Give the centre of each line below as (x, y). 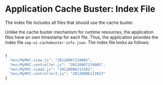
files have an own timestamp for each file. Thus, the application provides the (82, 37)
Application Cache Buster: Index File (80, 9)
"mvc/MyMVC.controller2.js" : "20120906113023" (57, 74)
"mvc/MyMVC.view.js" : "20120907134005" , (51, 60)
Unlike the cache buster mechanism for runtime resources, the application (79, 32)
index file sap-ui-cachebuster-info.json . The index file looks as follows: (77, 42)
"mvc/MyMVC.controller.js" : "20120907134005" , (57, 64)
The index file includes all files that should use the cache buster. (69, 22)
